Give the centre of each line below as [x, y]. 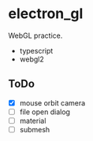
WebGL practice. [35, 35]
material [33, 121]
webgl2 [32, 59]
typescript [36, 50]
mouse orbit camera [52, 102]
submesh [35, 129]
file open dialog [45, 112]
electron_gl [46, 14]
